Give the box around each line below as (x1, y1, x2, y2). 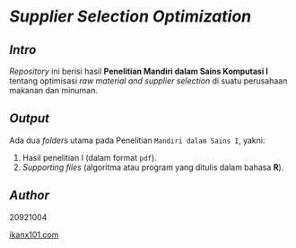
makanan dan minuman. (9, 85, 99, 95)
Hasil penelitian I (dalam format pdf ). (22, 152, 157, 163)
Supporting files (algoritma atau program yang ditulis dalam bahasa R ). (22, 162, 284, 173)
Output (9, 111, 50, 127)
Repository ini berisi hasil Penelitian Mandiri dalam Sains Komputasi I (9, 66, 269, 76)
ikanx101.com (9, 229, 59, 240)
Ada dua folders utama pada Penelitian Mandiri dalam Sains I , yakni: (9, 135, 266, 146)
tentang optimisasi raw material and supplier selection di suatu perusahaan (9, 75, 288, 86)
